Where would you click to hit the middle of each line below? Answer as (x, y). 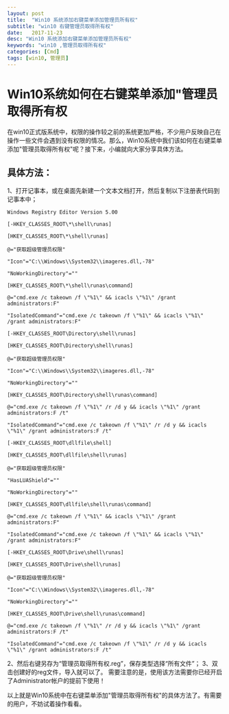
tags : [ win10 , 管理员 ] (38, 58)
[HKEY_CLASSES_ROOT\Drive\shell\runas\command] (76, 614)
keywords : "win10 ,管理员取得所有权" (57, 45)
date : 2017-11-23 (35, 33)
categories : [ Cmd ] (33, 52)
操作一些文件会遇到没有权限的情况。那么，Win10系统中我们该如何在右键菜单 (115, 140)
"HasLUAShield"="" (33, 480)
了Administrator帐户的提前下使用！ (56, 680)
